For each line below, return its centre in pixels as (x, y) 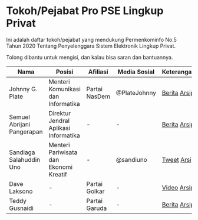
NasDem (98, 96)
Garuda (97, 208)
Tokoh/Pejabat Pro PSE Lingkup (85, 11)
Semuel (20, 117)
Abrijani (20, 124)
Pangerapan (26, 132)
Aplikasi (60, 128)
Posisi (65, 72)
